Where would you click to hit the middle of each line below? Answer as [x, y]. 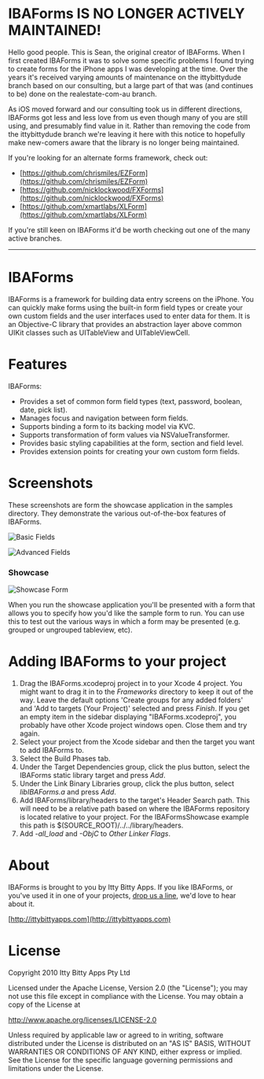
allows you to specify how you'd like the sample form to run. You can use [126, 613]
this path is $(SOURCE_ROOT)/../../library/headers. [101, 825]
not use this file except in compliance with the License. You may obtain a [126, 996]
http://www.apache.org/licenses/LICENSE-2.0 [82, 1019]
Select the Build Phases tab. [65, 758]
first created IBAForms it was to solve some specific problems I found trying [131, 61]
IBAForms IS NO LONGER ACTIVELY [126, 14]
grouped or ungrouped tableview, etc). [70, 630]
